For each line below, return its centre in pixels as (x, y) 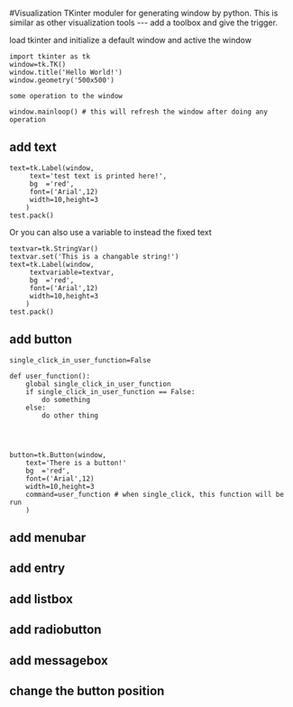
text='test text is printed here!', (98, 176)
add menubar (48, 538)
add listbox (41, 599)
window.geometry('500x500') (62, 80)
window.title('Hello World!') (66, 72)
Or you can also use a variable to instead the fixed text (110, 232)
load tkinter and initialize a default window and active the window (131, 40)
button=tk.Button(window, (58, 454)
